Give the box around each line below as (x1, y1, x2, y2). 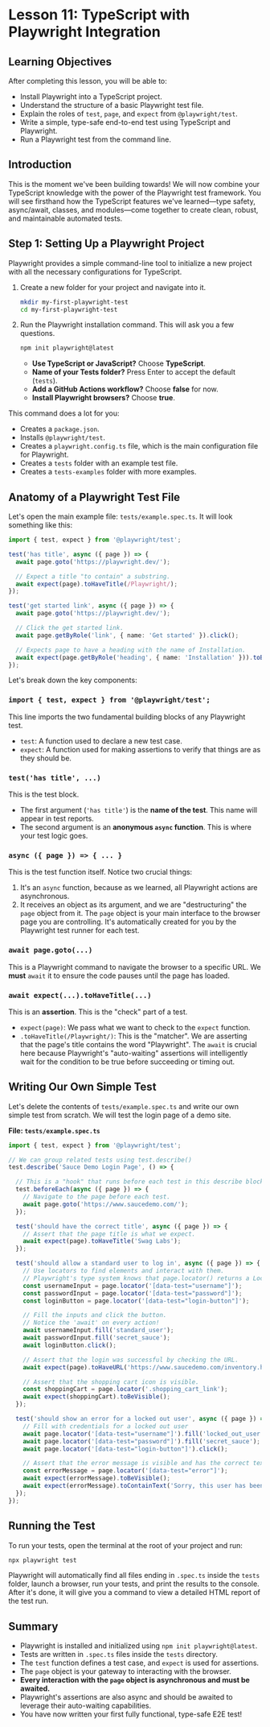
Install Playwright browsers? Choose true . (31, 393, 175, 403)
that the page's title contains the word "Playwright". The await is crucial (19, 1039, 257, 1049)
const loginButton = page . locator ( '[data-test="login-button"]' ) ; (22, 1297, 250, 1305)
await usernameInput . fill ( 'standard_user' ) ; (22, 1327, 174, 1335)
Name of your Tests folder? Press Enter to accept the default (31, 367, 235, 377)
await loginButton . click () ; (22, 1341, 117, 1349)
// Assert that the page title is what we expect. (22, 1230, 196, 1238)
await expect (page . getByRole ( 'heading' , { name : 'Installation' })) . (15, 653, 253, 661)
